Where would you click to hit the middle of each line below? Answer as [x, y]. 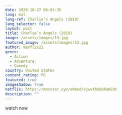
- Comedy [19, 66]
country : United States [30, 71]
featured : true [21, 80]
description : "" [22, 94]
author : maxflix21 [24, 47]
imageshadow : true [24, 84]
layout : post [19, 29]
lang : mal [15, 15]
